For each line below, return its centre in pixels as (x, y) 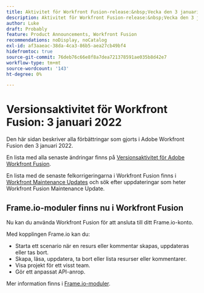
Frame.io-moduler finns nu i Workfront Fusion (95, 208)
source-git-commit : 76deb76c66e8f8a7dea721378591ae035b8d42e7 (87, 57)
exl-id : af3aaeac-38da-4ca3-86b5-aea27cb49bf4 (66, 46)
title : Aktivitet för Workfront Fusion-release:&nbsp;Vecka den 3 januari (103, 12)
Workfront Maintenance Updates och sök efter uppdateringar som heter (96, 182)
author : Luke (23, 23)
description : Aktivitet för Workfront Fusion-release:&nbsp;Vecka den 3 (100, 18)
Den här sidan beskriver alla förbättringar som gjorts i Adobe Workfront (95, 139)
